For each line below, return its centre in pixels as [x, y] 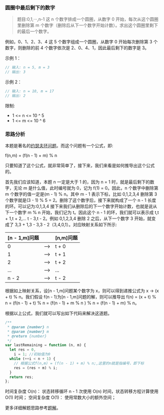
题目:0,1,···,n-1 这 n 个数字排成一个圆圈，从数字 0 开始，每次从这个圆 [86, 19]
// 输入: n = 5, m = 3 [27, 68]
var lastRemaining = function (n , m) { [46, 345]
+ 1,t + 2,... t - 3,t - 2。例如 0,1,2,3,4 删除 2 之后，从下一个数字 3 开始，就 [78, 218]
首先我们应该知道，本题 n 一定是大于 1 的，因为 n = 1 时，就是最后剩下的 [78, 182]
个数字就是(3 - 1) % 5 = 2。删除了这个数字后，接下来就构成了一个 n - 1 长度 [81, 200]
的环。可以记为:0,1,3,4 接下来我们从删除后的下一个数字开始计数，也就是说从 [81, 206]
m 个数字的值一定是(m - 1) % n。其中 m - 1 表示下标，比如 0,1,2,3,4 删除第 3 [81, 194]
